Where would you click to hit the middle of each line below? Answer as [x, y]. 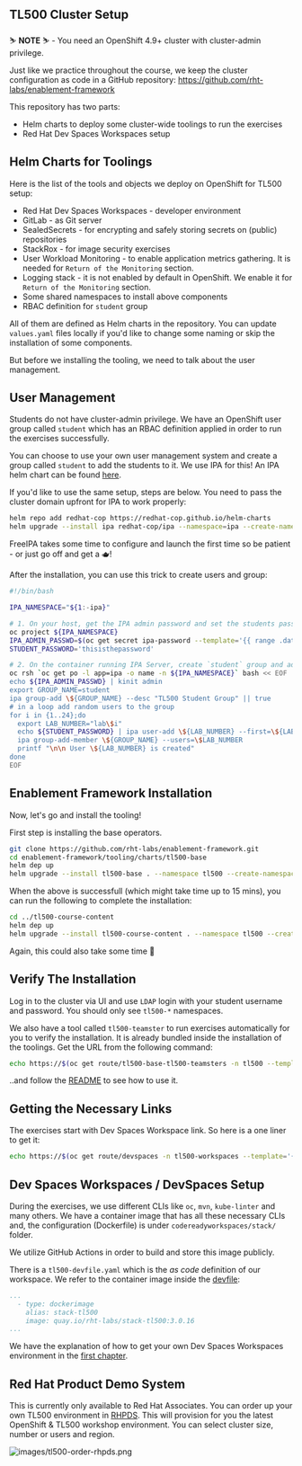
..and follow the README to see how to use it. [94, 1080]
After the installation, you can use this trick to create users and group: [138, 575]
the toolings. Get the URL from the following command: [111, 1047]
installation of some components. [71, 342]
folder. [21, 1234]
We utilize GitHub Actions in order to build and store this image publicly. [142, 1252]
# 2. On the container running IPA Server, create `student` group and [146, 665]
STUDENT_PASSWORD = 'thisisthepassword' [82, 649]
